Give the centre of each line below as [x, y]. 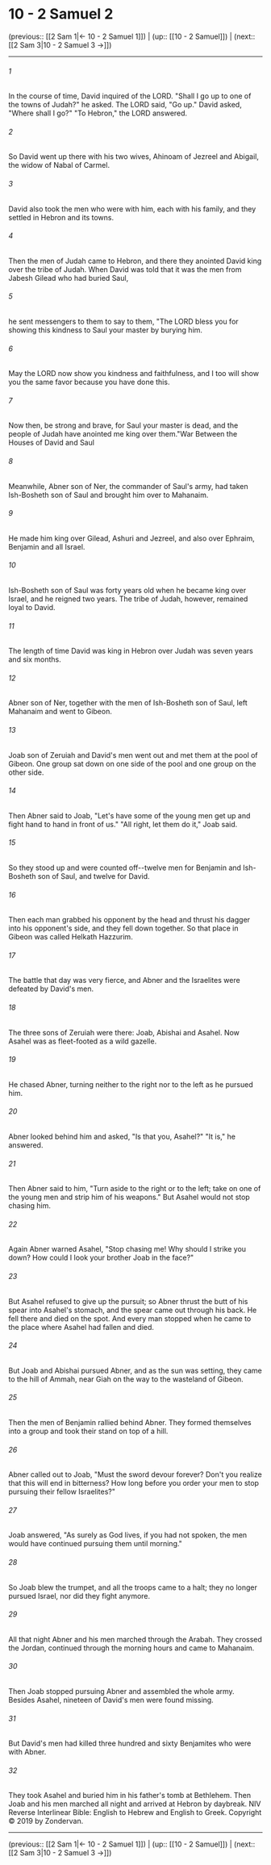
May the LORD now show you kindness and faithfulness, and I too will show [134, 374]
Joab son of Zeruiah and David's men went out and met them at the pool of [133, 755]
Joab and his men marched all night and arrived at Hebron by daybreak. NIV [135, 1804]
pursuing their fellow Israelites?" [62, 1492]
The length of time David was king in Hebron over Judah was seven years [131, 651]
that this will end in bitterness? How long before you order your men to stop [134, 1483]
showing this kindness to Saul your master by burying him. [106, 330]
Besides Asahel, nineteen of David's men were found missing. [111, 1700]
